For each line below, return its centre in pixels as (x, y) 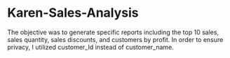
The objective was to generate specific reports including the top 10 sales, (113, 32)
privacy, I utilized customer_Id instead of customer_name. (90, 47)
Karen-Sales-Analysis (73, 13)
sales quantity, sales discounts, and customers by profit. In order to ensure (115, 39)
